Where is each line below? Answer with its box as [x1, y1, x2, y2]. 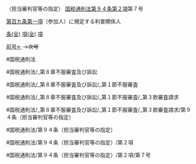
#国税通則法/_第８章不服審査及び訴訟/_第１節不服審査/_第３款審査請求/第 [6, 106, 186, 113]
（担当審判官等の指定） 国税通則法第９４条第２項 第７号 [6, 5, 144, 12]
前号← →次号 [6, 43, 39, 50]
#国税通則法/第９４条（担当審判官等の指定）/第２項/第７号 [6, 152, 151, 159]
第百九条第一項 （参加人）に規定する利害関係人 [6, 18, 121, 25]
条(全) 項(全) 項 [6, 30, 43, 37]
